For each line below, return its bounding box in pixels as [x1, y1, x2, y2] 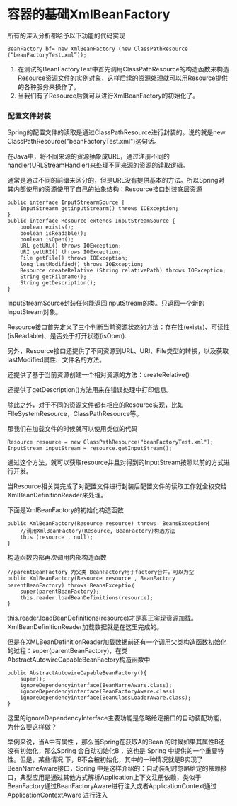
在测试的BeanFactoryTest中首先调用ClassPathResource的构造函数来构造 [17, 64, 230, 73]
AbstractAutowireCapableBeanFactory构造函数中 [7, 655, 151, 664]
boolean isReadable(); [20, 230, 87, 237]
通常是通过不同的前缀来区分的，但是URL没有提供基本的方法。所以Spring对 [7, 176, 225, 185]
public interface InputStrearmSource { [7, 199, 125, 206]
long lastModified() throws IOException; [20, 261, 144, 268]
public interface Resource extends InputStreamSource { [7, 217, 175, 225]
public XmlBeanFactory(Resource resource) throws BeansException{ [7, 520, 211, 527]
